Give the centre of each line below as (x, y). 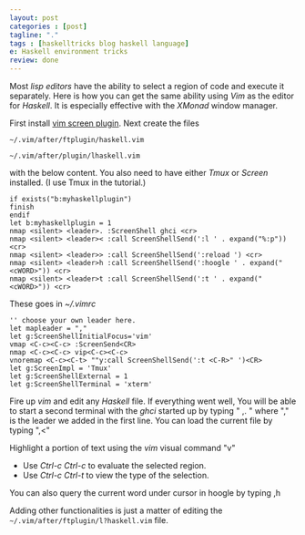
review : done (34, 60)
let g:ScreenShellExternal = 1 (69, 376)
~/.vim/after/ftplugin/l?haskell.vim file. (89, 520)
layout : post (34, 18)
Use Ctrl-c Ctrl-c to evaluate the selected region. (114, 465)
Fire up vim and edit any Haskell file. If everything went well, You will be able (153, 401)
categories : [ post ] (49, 26)
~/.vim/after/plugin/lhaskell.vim (75, 156)
